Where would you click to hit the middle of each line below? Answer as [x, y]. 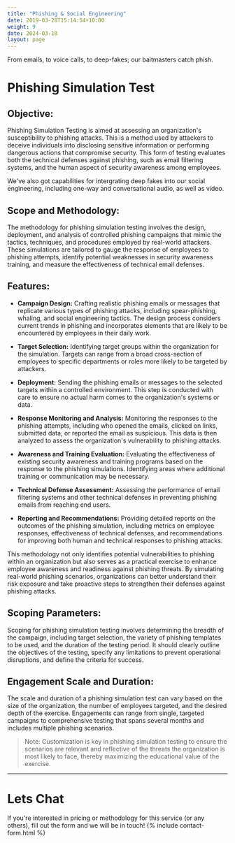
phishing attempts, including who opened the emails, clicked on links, [117, 425]
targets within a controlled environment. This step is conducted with [115, 389]
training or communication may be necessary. [83, 476]
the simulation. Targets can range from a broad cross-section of [110, 354]
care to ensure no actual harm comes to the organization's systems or [118, 397]
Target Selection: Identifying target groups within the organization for [118, 346]
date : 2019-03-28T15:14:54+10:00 [56, 20]
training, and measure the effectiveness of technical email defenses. [106, 264]
